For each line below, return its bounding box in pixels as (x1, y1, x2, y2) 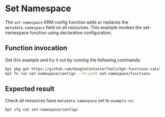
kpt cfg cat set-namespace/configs (5, 107, 78, 112)
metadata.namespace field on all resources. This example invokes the (5, 24, 142, 30)
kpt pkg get (5, 66, 29, 71)
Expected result (5, 85, 55, 93)
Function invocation (5, 44, 68, 52)
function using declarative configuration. (29, 29, 112, 35)
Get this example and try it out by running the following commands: (5, 57, 141, 63)
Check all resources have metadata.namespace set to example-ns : (5, 98, 134, 104)
